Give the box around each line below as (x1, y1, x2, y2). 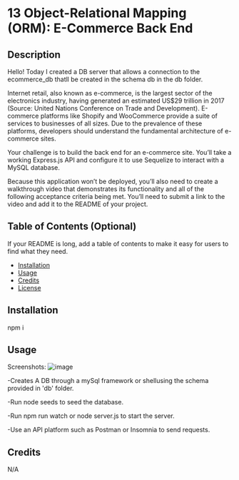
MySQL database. (7, 163, 61, 172)
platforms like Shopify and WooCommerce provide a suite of (40, 112, 218, 120)
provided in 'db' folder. (7, 384, 74, 393)
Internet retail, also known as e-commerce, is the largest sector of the (7, 89, 213, 97)
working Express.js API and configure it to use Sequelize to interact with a (7, 155, 225, 164)
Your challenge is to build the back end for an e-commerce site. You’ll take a (7, 148, 232, 156)
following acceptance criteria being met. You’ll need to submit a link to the (7, 193, 225, 200)
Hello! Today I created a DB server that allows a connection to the (7, 68, 200, 76)
